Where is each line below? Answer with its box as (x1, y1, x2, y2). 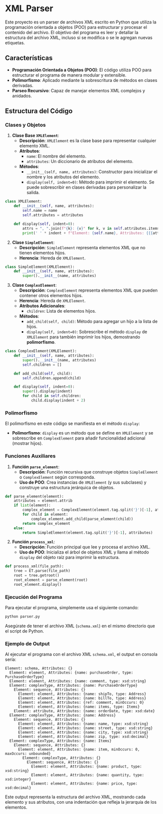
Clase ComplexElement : (12, 282, 57, 288)
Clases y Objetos (5, 121, 46, 128)
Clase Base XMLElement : (12, 133, 60, 139)
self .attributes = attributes (22, 213, 83, 218)
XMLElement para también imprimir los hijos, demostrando (26, 334, 141, 340)
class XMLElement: (5, 199, 42, 204)
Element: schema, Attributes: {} (5, 666, 73, 671)
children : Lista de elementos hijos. (26, 308, 96, 314)
